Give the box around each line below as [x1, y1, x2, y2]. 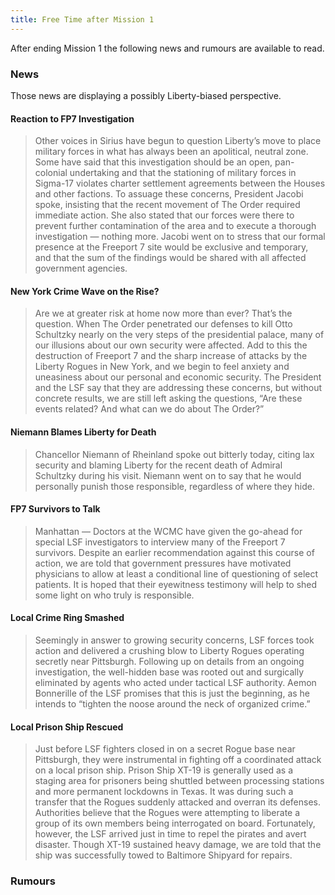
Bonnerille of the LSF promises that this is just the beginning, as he [34, 687, 311, 699]
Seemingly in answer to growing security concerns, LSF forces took [34, 634, 315, 646]
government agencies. [34, 262, 128, 275]
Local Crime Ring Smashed [10, 612, 125, 624]
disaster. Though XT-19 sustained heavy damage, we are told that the [34, 839, 322, 851]
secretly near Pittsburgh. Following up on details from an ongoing [34, 655, 305, 667]
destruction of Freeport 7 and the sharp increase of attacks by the [34, 350, 308, 362]
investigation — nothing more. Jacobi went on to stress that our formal [34, 231, 326, 243]
